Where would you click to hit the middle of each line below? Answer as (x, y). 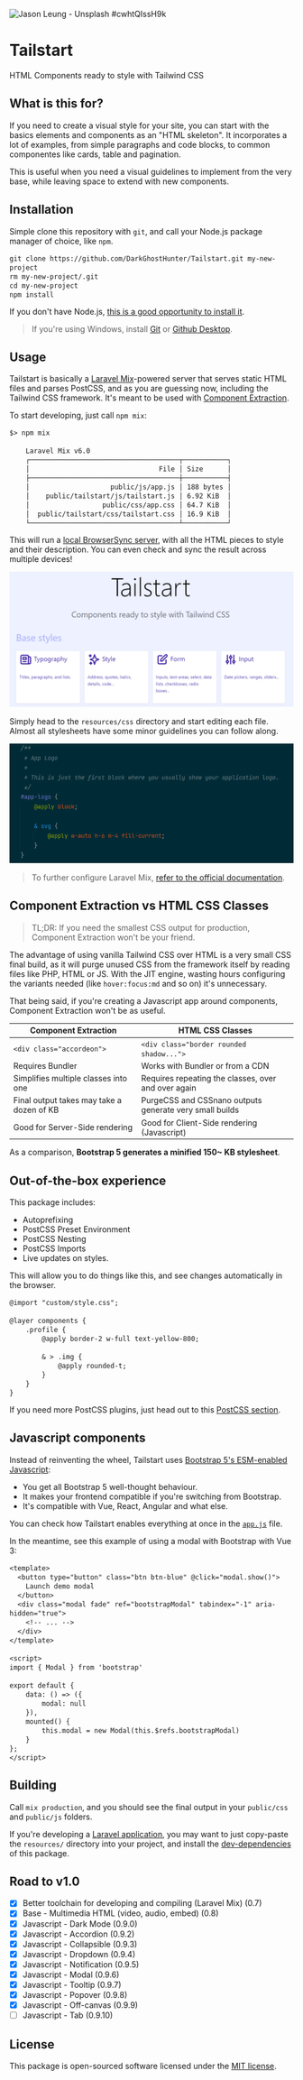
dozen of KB (36, 1110)
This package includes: (53, 1202)
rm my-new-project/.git (54, 276)
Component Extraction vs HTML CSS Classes (139, 906)
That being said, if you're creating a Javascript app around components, (143, 1000)
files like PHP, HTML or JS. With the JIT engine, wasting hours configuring (147, 973)
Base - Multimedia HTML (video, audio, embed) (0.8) (120, 1913)
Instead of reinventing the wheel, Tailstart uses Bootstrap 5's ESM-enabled (148, 1459)
